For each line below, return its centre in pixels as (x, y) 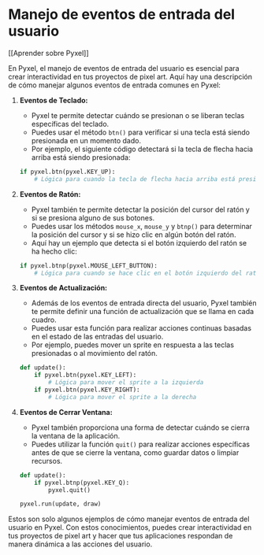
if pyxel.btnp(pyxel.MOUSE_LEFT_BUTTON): (88, 265)
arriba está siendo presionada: (81, 157)
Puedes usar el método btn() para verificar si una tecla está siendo (141, 132)
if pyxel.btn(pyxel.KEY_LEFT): (86, 376)
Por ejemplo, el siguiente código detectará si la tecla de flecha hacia (142, 149)
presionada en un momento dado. (86, 140)
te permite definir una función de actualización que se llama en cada (143, 312)
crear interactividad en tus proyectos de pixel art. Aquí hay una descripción (130, 76)
